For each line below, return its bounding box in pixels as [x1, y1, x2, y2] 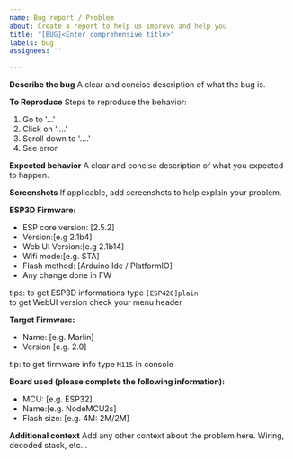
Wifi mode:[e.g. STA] [22, 251, 101, 262]
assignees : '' [9, 47, 63, 56]
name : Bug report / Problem [9, 13, 115, 22]
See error [22, 143, 58, 154]
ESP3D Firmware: [9, 204, 76, 216]
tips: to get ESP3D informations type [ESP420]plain [9, 287, 199, 298]
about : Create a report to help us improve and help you [9, 22, 227, 31]
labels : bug [9, 38, 54, 48]
